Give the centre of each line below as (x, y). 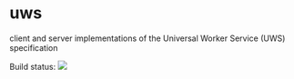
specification (34, 47)
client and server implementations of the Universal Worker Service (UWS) (147, 38)
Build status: (33, 66)
